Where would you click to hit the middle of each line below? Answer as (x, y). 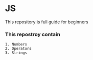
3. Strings (16, 53)
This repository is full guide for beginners (47, 22)
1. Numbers (16, 45)
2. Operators (18, 49)
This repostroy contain (33, 34)
